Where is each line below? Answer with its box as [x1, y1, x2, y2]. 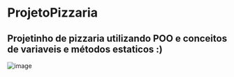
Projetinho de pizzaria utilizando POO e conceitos [7, 33, 228, 44]
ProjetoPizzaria [7, 5, 98, 21]
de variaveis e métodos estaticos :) [7, 43, 163, 55]
